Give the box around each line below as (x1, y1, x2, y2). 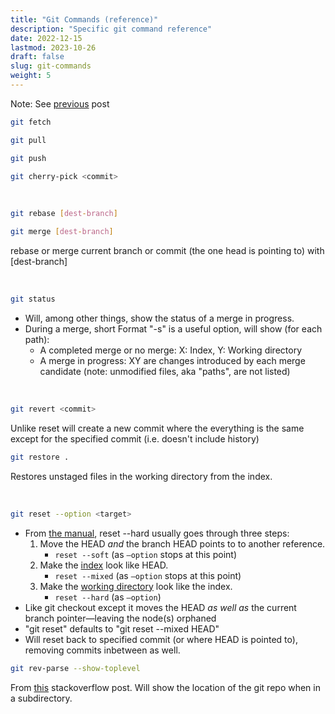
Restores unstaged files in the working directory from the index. (10, 470, 273, 482)
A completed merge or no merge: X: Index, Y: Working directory (39, 344, 303, 356)
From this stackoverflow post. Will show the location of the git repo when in (10, 681, 321, 693)
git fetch (10, 117, 52, 127)
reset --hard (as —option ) (54, 591, 162, 603)
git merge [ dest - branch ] (10, 227, 114, 237)
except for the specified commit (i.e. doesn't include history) (10, 432, 260, 445)
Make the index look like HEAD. (39, 559, 169, 571)
